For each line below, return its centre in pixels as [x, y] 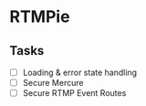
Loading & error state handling [80, 72]
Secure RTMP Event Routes [74, 93]
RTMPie [40, 17]
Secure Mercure [53, 83]
